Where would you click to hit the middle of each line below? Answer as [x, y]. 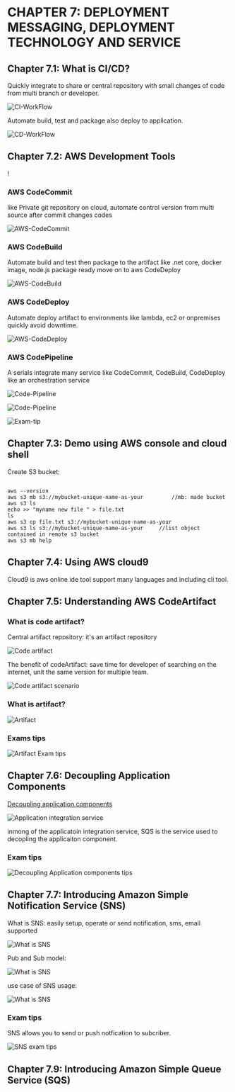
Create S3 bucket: [34, 471]
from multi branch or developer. [53, 93]
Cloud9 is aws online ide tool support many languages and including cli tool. [118, 579]
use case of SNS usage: [42, 985]
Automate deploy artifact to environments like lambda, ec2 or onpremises [114, 317]
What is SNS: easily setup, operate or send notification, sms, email [104, 923]
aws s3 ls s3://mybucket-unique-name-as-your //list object [104, 528]
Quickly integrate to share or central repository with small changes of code [116, 85]
